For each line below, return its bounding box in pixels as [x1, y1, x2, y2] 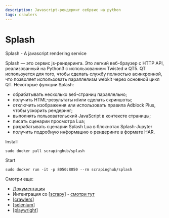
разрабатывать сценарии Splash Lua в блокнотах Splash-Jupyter [12, 124, 153, 130]
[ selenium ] [12, 202, 35, 208]
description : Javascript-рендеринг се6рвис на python [5, 7, 121, 13]
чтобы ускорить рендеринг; [12, 107, 73, 114]
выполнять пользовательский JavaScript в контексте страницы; [12, 113, 151, 119]
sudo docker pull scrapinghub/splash [5, 148, 85, 154]
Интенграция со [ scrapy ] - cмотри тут [12, 191, 95, 197]
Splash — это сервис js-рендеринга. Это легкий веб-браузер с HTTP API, [5, 60, 164, 66]
